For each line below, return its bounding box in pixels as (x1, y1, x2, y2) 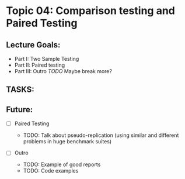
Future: (6, 104, 33, 115)
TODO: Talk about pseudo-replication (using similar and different (23, 132, 179, 139)
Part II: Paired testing (14, 61, 65, 68)
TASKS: (6, 85, 34, 95)
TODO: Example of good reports (23, 161, 101, 168)
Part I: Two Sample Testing (14, 56, 79, 62)
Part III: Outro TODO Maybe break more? (14, 68, 113, 74)
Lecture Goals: (6, 40, 61, 50)
